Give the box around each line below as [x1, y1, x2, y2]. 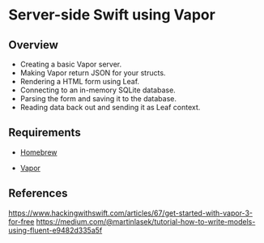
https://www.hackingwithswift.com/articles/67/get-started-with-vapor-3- [8, 208, 253, 218]
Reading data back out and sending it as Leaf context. [19, 103, 201, 112]
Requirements [8, 126, 81, 139]
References [8, 186, 68, 200]
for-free [8, 216, 35, 226]
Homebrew [19, 147, 57, 157]
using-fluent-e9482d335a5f [8, 225, 103, 235]
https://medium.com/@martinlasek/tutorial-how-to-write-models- [36, 216, 256, 226]
